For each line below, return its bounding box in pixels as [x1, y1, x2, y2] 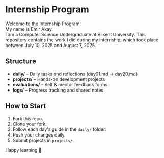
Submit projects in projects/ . [12, 137, 74, 143]
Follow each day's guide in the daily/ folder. [12, 126, 106, 132]
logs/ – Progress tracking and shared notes [12, 87, 104, 93]
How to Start [5, 102, 46, 110]
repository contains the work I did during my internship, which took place [5, 37, 159, 43]
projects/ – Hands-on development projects [12, 76, 105, 82]
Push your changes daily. [12, 131, 66, 138]
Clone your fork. [12, 121, 47, 127]
